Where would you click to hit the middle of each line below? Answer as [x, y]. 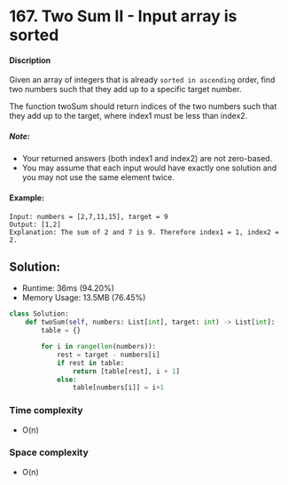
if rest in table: [90, 363]
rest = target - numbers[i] [109, 355]
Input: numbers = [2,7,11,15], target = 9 [89, 216]
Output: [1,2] [35, 224]
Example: [27, 198]
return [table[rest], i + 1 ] [126, 371]
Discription [30, 60]
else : [66, 379]
